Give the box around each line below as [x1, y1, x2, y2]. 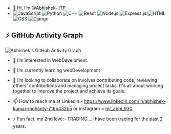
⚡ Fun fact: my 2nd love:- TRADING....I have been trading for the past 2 [12, 116, 163, 122]
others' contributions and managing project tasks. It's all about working [12, 82, 163, 88]
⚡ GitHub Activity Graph [5, 31, 83, 40]
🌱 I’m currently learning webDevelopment [12, 67, 101, 73]
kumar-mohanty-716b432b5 [12, 105, 73, 111]
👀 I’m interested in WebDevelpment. [12, 57, 89, 63]
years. [12, 123, 27, 129]
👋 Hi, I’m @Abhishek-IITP [12, 5, 66, 11]
